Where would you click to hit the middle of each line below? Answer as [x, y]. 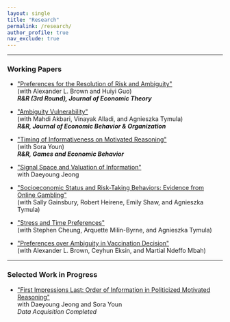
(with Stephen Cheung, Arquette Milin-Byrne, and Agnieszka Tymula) [114, 230]
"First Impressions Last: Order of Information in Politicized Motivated [114, 290]
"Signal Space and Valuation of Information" [79, 167]
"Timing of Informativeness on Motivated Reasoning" [92, 139]
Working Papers [35, 69]
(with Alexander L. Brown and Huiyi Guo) [74, 91]
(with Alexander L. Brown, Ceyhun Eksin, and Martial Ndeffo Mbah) [112, 251]
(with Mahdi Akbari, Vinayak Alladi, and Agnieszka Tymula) [100, 119]
